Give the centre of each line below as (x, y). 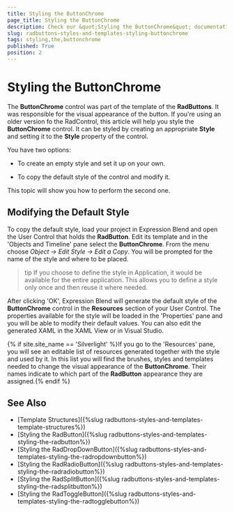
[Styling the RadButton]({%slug (62, 434)
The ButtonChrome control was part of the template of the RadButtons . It (113, 106)
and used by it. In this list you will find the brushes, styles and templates (110, 359)
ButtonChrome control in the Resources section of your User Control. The (114, 308)
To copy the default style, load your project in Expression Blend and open (112, 229)
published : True (31, 46)
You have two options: (39, 149)
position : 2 (24, 53)
